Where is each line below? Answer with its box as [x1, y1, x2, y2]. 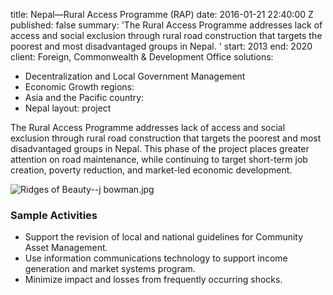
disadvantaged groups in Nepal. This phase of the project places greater [10, 143, 310, 154]
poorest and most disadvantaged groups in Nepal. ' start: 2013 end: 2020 [10, 40, 313, 52]
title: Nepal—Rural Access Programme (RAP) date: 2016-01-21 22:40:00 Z [10, 9, 314, 20]
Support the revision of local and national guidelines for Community [24, 231, 304, 243]
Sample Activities [10, 208, 98, 222]
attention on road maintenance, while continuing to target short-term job [10, 154, 308, 165]
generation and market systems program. [24, 263, 196, 275]
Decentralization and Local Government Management [24, 70, 246, 82]
